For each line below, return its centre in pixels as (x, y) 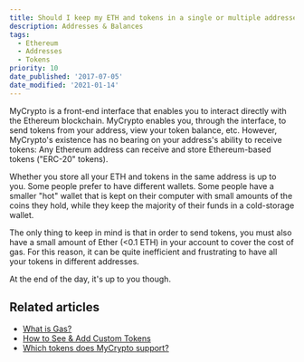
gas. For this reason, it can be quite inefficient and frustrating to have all (143, 252)
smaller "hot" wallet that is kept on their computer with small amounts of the (151, 195)
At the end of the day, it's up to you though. (90, 279)
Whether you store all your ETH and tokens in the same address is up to (143, 176)
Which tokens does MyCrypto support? (95, 348)
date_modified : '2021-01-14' (64, 85)
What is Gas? (47, 329)
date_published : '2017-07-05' (66, 77)
